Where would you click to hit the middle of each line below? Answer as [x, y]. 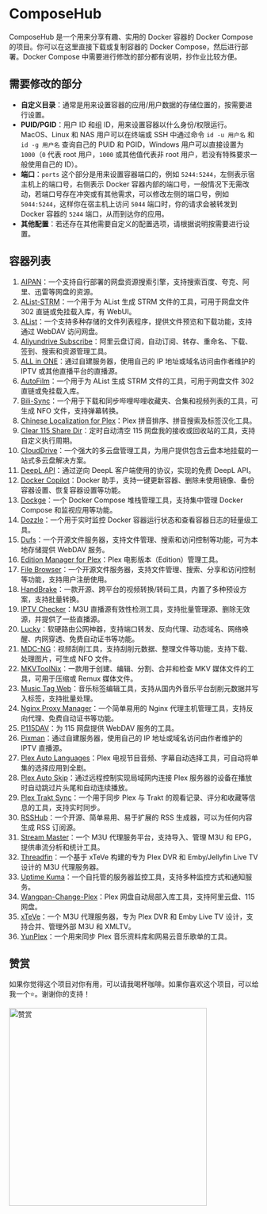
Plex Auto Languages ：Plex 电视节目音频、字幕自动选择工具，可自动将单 [139, 758]
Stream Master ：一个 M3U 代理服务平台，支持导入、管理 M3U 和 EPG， [138, 837]
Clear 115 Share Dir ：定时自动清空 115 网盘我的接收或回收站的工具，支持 [138, 430]
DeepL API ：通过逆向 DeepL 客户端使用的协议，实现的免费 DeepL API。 [138, 470]
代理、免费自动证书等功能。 [72, 718]
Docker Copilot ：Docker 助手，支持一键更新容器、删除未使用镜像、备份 [137, 480]
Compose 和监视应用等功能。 [69, 509]
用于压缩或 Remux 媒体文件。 [90, 678]
